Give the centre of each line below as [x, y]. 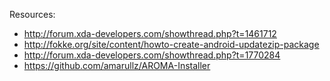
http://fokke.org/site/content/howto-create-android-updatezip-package [171, 44]
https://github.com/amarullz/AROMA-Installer [117, 65]
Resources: [32, 14]
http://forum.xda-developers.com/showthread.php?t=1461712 [150, 33]
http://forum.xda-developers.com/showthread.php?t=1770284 [152, 55]
